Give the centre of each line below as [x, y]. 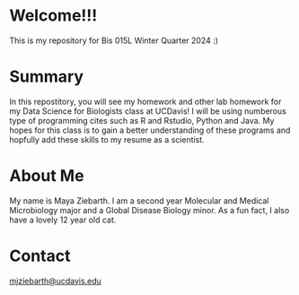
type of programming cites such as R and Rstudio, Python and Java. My [142, 120]
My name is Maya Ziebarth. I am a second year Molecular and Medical [139, 200]
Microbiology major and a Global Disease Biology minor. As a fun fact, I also [149, 210]
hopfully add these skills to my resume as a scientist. [107, 139]
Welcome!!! [53, 16]
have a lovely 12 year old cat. [63, 220]
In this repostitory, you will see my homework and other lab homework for [145, 101]
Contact [40, 256]
